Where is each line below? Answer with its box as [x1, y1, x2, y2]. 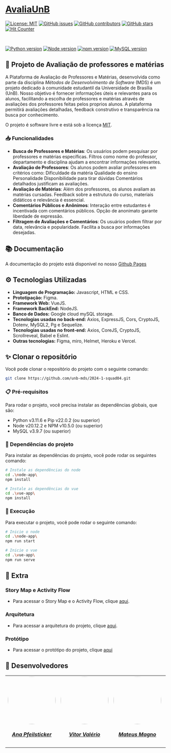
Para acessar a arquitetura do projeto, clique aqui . [12, 623, 118, 629]
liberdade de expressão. [12, 213, 64, 220]
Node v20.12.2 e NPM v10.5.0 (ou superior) [12, 422, 103, 428]
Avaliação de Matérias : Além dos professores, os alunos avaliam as [12, 186, 156, 192]
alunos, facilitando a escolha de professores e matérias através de [5, 95, 145, 101]
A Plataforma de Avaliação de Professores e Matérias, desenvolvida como [5, 74, 160, 80]
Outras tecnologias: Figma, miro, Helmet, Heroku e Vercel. [12, 338, 136, 344]
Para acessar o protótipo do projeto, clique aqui [12, 647, 113, 653]
